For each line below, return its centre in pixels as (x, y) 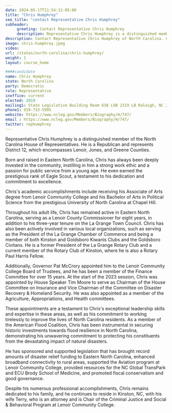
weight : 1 (16, 58)
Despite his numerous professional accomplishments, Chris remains (77, 388)
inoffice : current (25, 95)
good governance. (25, 378)
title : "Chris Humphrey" (32, 15)
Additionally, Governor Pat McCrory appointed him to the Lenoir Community (85, 266)
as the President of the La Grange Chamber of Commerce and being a (79, 234)
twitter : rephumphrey (28, 124)
